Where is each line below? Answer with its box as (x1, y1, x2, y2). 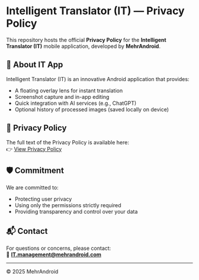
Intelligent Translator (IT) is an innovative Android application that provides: (6, 75, 190, 82)
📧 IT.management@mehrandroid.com (6, 251, 102, 258)
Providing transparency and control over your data (14, 208, 138, 215)
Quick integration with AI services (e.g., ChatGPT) (14, 99, 137, 107)
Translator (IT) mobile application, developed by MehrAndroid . (6, 43, 161, 50)
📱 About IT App (6, 60, 63, 70)
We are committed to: (6, 184, 59, 191)
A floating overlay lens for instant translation (14, 87, 123, 94)
